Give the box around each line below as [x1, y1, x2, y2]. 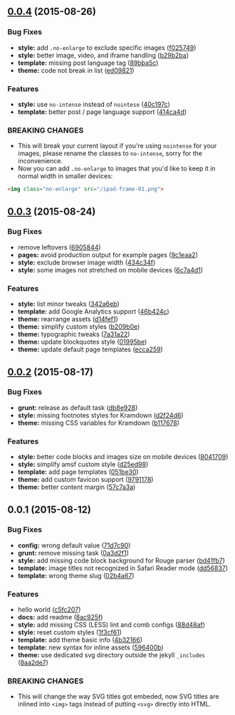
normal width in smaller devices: [17, 172, 113, 180]
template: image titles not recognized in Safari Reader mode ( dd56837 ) [17, 563, 229, 572]
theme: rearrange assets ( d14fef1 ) [17, 315, 119, 324]
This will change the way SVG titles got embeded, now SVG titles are [17, 692, 219, 701]
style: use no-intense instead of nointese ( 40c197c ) [17, 100, 171, 108]
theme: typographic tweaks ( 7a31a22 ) [17, 330, 130, 339]
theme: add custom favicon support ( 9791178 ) [17, 475, 154, 484]
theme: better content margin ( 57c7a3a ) [17, 483, 136, 491]
